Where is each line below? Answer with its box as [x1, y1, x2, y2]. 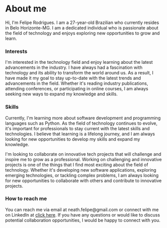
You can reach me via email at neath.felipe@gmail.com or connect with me [5, 207, 159, 213]
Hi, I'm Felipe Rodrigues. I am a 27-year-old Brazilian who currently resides [5, 19, 160, 25]
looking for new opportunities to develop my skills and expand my [5, 136, 141, 142]
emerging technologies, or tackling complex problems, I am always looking [5, 172, 159, 178]
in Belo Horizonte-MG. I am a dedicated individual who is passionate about [5, 24, 159, 30]
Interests [5, 48, 27, 55]
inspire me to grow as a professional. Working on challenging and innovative [5, 156, 162, 162]
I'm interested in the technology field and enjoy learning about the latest [5, 59, 153, 65]
